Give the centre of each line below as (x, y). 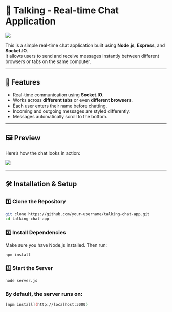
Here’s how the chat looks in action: (43, 153)
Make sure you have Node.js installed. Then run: (56, 245)
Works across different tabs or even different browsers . (73, 100)
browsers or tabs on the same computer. (48, 61)
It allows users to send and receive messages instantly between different (82, 56)
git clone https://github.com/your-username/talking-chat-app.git (78, 214)
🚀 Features (23, 82)
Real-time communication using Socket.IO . (58, 95)
